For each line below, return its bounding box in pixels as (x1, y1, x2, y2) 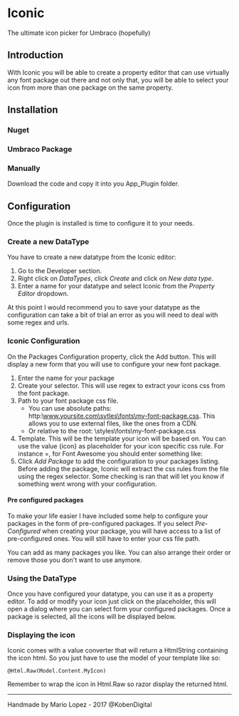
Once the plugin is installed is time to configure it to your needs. (7, 219, 195, 228)
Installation (7, 104, 58, 116)
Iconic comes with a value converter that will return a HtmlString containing (7, 646, 228, 655)
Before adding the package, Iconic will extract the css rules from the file (17, 464, 229, 473)
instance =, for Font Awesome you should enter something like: (17, 449, 203, 458)
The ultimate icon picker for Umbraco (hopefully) (7, 28, 151, 37)
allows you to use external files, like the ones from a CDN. (28, 418, 198, 428)
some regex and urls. (7, 318, 70, 327)
